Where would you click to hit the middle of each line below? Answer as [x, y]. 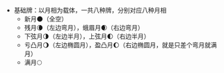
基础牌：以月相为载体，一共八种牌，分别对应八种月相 [90, 10]
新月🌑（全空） [46, 19]
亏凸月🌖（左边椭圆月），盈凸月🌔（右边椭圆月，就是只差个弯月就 [117, 45]
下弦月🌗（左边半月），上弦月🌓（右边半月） [87, 36]
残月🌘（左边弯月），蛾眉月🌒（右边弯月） [84, 27]
